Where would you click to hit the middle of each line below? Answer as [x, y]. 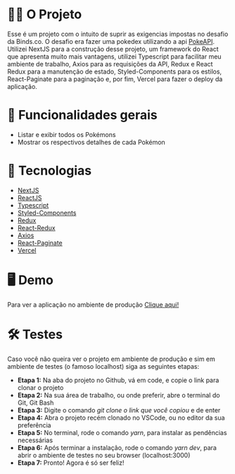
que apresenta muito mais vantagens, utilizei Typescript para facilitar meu [114, 57]
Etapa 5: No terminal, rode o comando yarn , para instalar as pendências [122, 432]
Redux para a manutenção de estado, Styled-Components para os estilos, [115, 71]
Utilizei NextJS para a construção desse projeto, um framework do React [113, 49]
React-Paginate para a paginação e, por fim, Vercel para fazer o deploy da [115, 79]
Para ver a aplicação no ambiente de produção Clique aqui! [93, 304]
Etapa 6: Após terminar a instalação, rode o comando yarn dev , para [117, 447]
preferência [34, 425]
